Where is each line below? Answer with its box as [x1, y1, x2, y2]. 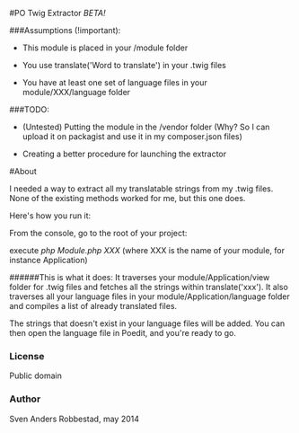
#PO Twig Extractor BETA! [9, 8, 106, 18]
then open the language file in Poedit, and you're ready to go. [9, 328, 236, 338]
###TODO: [9, 104, 49, 115]
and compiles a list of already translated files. [9, 301, 178, 311]
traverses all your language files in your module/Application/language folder [9, 291, 290, 302]
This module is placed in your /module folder [22, 42, 189, 53]
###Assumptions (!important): [9, 25, 121, 35]
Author [9, 393, 41, 405]
